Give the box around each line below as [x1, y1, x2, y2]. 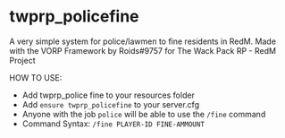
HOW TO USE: [9, 72, 63, 82]
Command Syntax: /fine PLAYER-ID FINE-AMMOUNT [21, 118, 205, 129]
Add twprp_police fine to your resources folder [21, 90, 195, 100]
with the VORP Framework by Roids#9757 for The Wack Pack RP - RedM [9, 45, 277, 56]
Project [9, 55, 36, 65]
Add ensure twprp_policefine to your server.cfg [21, 99, 199, 109]
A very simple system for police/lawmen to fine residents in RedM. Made [9, 36, 277, 47]
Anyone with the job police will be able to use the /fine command [21, 108, 266, 119]
